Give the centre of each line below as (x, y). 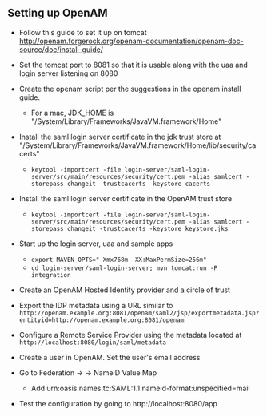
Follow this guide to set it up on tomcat (83, 32)
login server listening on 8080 (68, 73)
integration (51, 275)
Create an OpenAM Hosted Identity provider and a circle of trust (125, 290)
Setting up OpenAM (58, 13)
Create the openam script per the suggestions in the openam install (130, 89)
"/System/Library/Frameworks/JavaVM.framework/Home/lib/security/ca (137, 145)
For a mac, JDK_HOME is (72, 113)
